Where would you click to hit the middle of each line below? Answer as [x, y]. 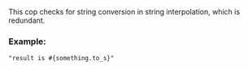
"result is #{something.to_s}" [61, 59]
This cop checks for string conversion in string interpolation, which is [124, 12]
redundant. [27, 20]
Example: [27, 42]
